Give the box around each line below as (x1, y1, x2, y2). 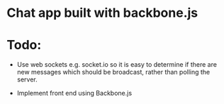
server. (16, 75, 38, 84)
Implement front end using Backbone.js (16, 89, 133, 98)
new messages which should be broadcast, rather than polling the (16, 68, 211, 77)
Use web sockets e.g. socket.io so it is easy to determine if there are (16, 60, 218, 69)
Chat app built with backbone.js (6, 5, 198, 21)
